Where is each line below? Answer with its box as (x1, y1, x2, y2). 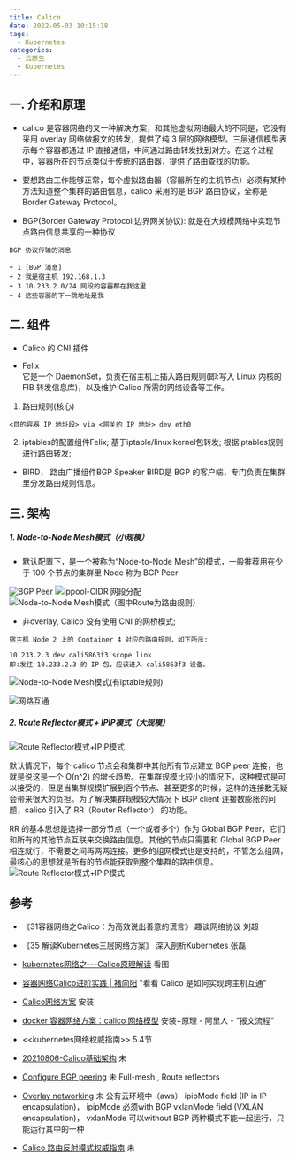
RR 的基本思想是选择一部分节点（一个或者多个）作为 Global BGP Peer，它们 (9, 823, 286, 834)
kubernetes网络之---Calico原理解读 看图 (21, 958, 170, 969)
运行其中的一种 (29, 1123, 85, 1134)
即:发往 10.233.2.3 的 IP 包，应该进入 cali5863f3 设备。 (9, 660, 210, 669)
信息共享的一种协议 (45, 227, 116, 237)
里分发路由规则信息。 (21, 477, 100, 488)
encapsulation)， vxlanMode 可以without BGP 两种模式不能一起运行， (21, 1112, 277, 1123)
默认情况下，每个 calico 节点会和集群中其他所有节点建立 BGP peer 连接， (9, 760, 276, 771)
